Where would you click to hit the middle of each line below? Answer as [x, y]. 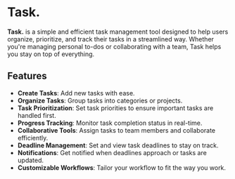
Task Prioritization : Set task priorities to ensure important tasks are [115, 108]
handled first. [37, 115]
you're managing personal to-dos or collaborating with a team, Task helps [114, 46]
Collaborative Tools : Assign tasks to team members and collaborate [116, 130]
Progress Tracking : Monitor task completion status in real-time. [110, 123]
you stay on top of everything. [51, 54]
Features [27, 76]
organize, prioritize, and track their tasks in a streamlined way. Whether [111, 39]
